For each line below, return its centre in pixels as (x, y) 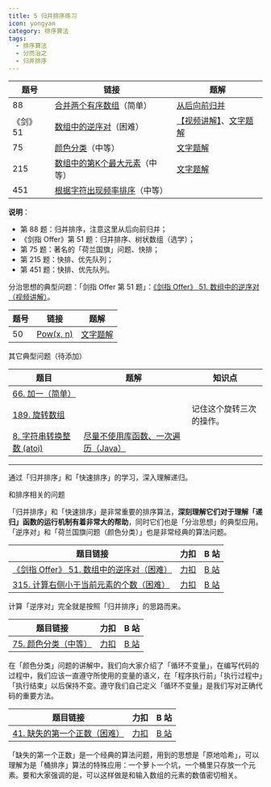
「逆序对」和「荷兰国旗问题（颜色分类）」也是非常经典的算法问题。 (120, 531)
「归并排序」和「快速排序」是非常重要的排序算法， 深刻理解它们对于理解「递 (135, 511)
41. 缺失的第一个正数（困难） (69, 733)
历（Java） (105, 448)
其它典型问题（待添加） (47, 356)
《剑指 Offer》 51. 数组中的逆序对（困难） (92, 569)
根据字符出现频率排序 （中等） (111, 190)
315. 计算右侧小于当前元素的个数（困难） (91, 585)
